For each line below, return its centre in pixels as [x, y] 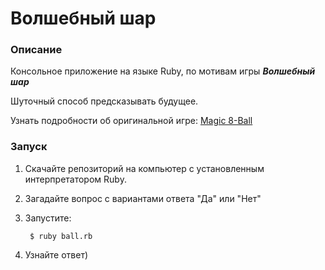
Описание [36, 50]
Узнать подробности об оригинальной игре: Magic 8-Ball [131, 121]
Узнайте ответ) [56, 254]
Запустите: [48, 218]
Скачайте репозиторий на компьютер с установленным [144, 168]
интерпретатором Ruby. [75, 179]
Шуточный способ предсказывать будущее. [104, 101]
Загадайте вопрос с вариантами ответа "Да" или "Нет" [143, 198]
